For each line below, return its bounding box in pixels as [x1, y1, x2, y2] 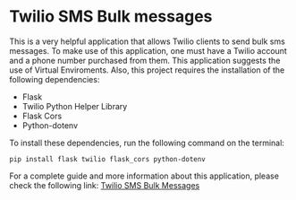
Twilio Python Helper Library [21, 100, 128, 111]
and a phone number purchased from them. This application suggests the [9, 55, 281, 65]
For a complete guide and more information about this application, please [9, 170, 280, 181]
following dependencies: [9, 74, 100, 84]
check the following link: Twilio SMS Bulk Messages [9, 179, 200, 190]
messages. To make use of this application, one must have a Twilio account [9, 45, 288, 56]
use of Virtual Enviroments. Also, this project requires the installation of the [9, 65, 285, 75]
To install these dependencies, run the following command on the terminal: [9, 137, 284, 148]
